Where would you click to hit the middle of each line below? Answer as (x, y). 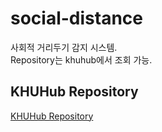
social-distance (77, 18)
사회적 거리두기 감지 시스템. (64, 47)
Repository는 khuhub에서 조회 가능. (81, 59)
